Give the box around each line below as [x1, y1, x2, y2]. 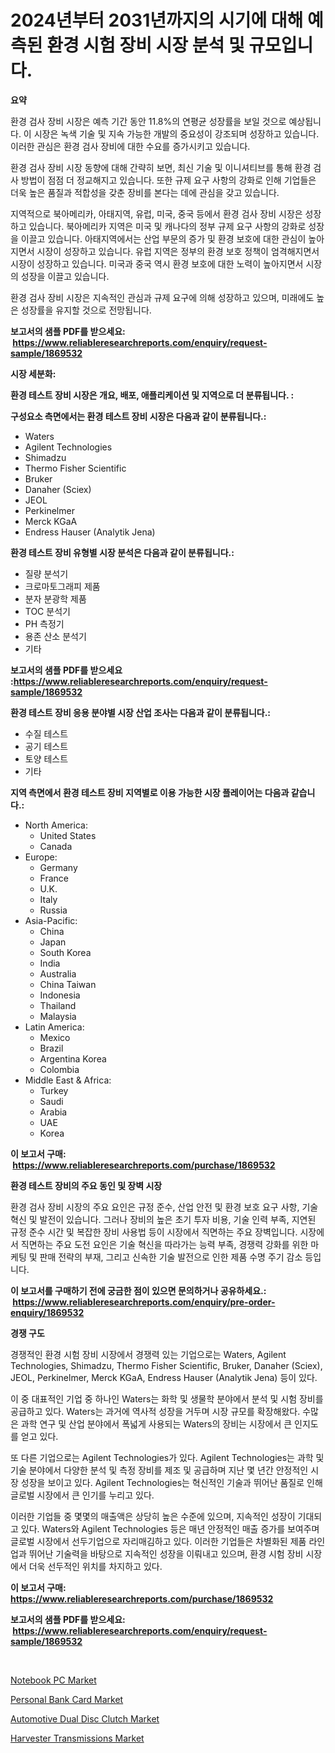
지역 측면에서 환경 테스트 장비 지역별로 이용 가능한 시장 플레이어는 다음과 [10, 786, 290, 798]
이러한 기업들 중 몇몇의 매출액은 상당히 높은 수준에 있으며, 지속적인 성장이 [10, 1510, 296, 1522]
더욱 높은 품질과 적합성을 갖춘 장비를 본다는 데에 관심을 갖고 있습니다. [10, 186, 280, 198]
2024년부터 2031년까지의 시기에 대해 [10, 9, 304, 32]
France [39, 872, 70, 884]
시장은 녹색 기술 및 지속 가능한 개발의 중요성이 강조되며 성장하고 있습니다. [33, 127, 320, 140]
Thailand [39, 999, 77, 1011]
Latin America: [24, 1021, 85, 1033]
